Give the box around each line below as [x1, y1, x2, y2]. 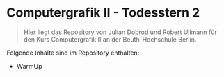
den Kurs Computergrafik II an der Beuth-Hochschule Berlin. [23, 35, 197, 43]
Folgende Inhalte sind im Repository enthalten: [6, 49, 140, 57]
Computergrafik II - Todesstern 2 [6, 5, 200, 21]
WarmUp [16, 62, 42, 70]
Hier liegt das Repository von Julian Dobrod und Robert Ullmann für [23, 28, 217, 36]
